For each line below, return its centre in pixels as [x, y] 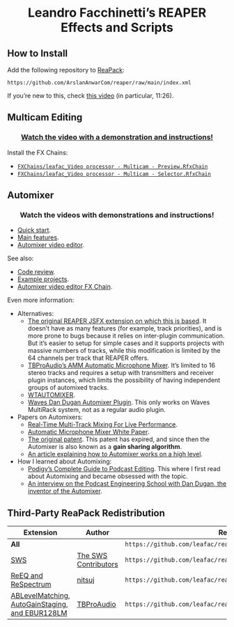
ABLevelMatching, [41, 596]
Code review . [36, 272]
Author [98, 532]
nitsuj [86, 580]
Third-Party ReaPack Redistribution [86, 513]
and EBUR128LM [39, 613]
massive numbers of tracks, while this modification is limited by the [124, 351]
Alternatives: [36, 314]
